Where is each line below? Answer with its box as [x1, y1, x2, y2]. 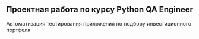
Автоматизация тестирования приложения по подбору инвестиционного [6, 20, 192, 27]
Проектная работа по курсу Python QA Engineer [6, 5, 194, 15]
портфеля [6, 26, 31, 33]
